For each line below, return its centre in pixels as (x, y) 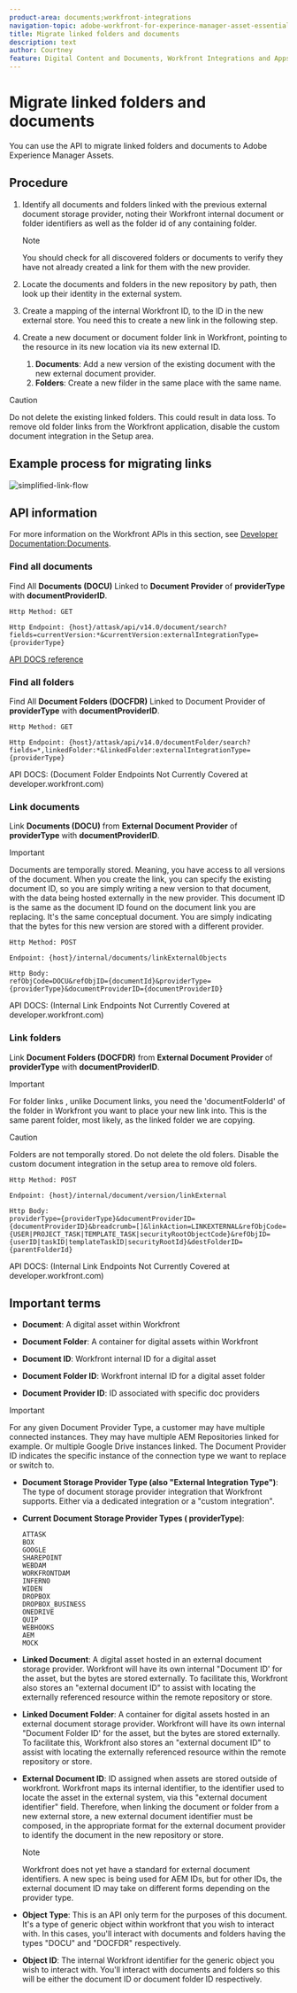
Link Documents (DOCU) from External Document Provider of (123, 826)
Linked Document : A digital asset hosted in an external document (142, 1660)
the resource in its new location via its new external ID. (121, 346)
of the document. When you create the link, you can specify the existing (140, 879)
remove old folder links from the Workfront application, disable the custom (145, 426)
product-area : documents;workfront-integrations (100, 17)
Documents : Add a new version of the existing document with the (155, 363)
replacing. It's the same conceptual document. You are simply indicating (141, 917)
